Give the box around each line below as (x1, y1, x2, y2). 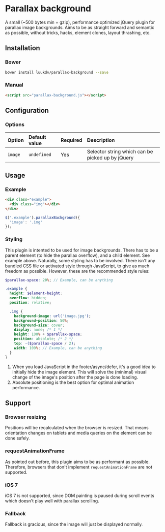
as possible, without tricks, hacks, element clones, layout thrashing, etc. (5, 30, 151, 35)
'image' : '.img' (9, 219, 43, 224)
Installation (5, 44, 40, 52)
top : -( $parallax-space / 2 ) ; (14, 341, 76, 346)
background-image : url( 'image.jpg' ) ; (14, 313, 91, 318)
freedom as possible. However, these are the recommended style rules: (5, 268, 150, 274)
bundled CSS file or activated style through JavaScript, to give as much (5, 263, 150, 269)
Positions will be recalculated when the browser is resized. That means (5, 425, 149, 431)
